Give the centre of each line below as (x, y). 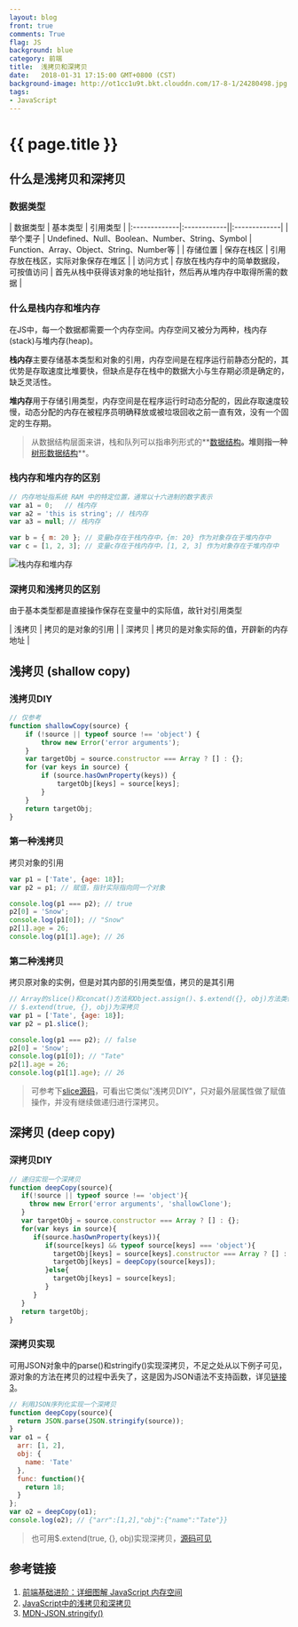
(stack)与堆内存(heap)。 (54, 341)
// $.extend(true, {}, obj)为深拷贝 (74, 1007)
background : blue (41, 51)
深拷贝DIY (31, 1160)
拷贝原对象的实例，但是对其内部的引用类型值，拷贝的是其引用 (122, 982)
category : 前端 (36, 59)
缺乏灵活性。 (32, 381)
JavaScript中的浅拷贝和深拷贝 (77, 1603)
